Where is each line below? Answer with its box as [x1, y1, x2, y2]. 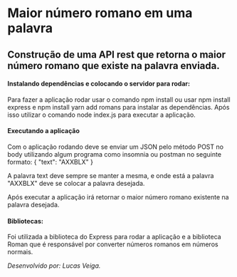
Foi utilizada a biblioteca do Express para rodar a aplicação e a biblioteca [7, 233, 222, 241]
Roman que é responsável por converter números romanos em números [7, 240, 218, 249]
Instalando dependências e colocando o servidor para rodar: [7, 80, 191, 88]
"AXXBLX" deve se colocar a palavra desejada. [7, 179, 145, 187]
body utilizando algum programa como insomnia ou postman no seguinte [7, 150, 222, 158]
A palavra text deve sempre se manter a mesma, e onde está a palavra [7, 171, 214, 179]
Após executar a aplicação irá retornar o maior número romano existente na [7, 192, 229, 201]
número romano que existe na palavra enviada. [7, 59, 220, 72]
